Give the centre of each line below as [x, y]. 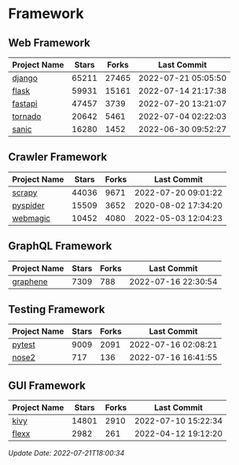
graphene [30, 282]
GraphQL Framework [60, 246]
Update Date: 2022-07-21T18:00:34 [66, 453]
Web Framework [49, 43]
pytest [24, 345]
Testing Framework [57, 310]
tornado [27, 116]
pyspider [28, 205]
